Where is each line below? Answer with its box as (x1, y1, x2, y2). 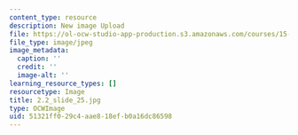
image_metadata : (9, 46, 69, 55)
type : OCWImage (9, 104, 66, 113)
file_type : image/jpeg (9, 37, 93, 47)
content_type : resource (9, 12, 98, 22)
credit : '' (17, 63, 58, 72)
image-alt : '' (17, 71, 69, 80)
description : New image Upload (9, 21, 125, 30)
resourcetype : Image (9, 87, 86, 96)
